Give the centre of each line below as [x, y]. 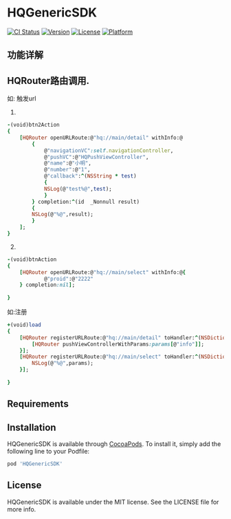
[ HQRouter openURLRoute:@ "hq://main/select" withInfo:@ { [103, 272]
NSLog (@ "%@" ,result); [63, 215]
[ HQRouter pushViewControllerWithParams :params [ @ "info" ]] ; [118, 344]
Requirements [38, 404]
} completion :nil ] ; [47, 285]
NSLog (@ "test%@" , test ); [78, 189]
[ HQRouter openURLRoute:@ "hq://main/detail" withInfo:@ [101, 138]
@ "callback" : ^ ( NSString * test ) [90, 176]
